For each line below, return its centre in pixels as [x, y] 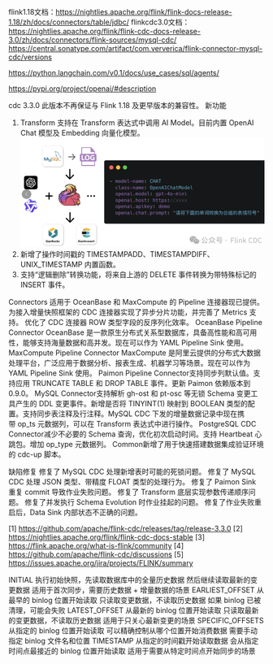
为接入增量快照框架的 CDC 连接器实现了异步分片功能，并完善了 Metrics [128, 312]
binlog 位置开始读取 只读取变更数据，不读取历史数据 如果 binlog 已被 [146, 601]
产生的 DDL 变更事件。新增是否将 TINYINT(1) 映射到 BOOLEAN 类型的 [131, 404]
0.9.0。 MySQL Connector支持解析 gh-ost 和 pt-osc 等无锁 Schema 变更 [130, 393]
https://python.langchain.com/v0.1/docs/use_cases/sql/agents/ [114, 73]
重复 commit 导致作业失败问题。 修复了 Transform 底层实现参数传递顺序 [129, 492]
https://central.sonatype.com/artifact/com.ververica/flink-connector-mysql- [136, 48]
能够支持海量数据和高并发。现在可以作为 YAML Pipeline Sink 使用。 [135, 343]
